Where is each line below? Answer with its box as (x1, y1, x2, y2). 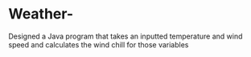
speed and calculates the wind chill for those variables (8, 39, 189, 49)
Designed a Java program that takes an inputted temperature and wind (8, 31, 243, 41)
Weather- (8, 5, 74, 23)
